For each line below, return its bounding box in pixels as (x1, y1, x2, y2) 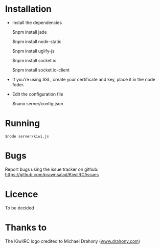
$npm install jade (12, 29, 47, 35)
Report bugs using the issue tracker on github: (5, 166, 99, 172)
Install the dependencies (12, 20, 62, 25)
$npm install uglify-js (12, 48, 55, 54)
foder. (12, 82, 24, 88)
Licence (5, 189, 38, 200)
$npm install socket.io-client (12, 67, 70, 73)
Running (5, 118, 40, 129)
